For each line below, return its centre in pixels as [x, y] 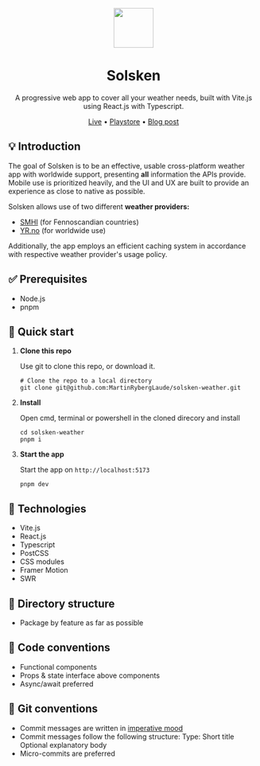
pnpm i [31, 440]
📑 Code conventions [59, 648]
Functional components [58, 667]
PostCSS [34, 554]
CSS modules [42, 562]
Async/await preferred [56, 683]
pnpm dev [34, 484]
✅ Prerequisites [48, 280]
